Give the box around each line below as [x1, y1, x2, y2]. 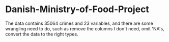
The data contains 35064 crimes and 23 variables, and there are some [5, 20, 154, 26]
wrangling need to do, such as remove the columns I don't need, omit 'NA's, [5, 25, 164, 31]
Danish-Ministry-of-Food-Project [5, 4, 149, 15]
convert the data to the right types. [5, 31, 78, 37]
